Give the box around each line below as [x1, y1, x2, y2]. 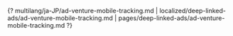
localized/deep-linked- [159, 7, 226, 15]
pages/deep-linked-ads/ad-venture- [118, 14, 225, 22]
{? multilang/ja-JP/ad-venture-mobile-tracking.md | [7, 7, 158, 15]
